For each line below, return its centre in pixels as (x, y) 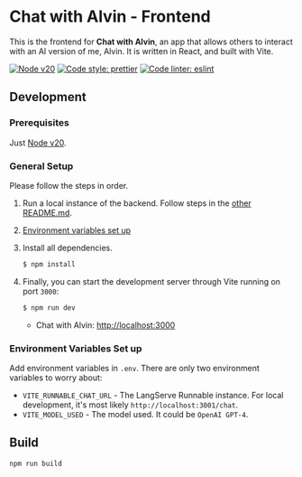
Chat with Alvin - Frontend (110, 17)
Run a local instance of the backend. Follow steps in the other (137, 203)
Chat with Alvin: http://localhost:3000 (105, 325)
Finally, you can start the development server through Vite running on (151, 281)
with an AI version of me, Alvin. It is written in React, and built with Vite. (142, 51)
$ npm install (49, 264)
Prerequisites (39, 123)
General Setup (41, 166)
